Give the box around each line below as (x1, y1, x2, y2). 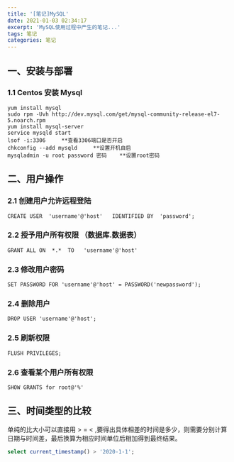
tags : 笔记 (7, 30, 38, 38)
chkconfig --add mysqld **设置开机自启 (7, 144, 131, 151)
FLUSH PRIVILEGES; (7, 349, 62, 357)
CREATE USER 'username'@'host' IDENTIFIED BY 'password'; (7, 212, 195, 220)
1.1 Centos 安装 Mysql (7, 88, 83, 98)
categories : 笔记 (7, 37, 57, 44)
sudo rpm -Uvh (7, 111, 50, 118)
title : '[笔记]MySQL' (7, 10, 69, 18)
